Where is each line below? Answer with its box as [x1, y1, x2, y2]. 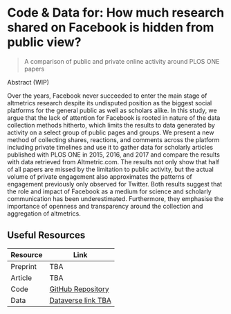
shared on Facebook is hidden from [7, 19, 214, 35]
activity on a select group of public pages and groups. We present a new [7, 128, 214, 137]
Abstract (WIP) [7, 78, 50, 86]
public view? [7, 35, 82, 50]
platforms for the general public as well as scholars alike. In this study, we [7, 106, 217, 114]
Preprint [10, 261, 37, 271]
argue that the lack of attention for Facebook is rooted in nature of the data [7, 113, 221, 122]
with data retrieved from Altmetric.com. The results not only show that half [7, 157, 220, 166]
